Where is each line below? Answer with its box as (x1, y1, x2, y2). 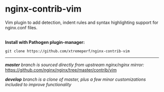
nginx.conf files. (5, 24, 38, 30)
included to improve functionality (5, 81, 72, 87)
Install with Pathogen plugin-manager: (5, 39, 85, 45)
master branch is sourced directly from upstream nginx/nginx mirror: (5, 62, 144, 68)
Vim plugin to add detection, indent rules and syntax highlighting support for (5, 19, 159, 25)
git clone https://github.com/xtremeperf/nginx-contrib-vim (5, 49, 130, 54)
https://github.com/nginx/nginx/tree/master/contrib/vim (5, 67, 117, 73)
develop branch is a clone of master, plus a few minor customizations (5, 76, 146, 82)
